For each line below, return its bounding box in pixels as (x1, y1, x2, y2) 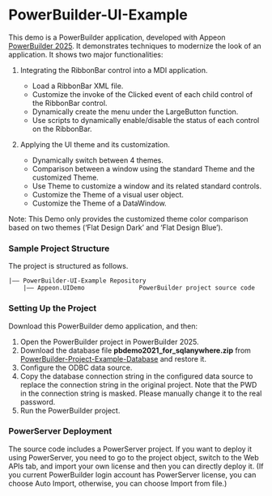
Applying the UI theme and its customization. (19, 139, 170, 149)
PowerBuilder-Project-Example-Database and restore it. (19, 354, 206, 363)
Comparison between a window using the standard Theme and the (32, 163, 255, 173)
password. (19, 396, 56, 406)
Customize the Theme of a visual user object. (32, 189, 185, 199)
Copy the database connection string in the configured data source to (19, 371, 253, 381)
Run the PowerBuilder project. (19, 405, 121, 415)
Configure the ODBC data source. (19, 362, 133, 372)
